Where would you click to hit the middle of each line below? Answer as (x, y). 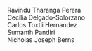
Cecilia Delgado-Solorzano (46, 17)
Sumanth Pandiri (31, 32)
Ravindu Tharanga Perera (44, 10)
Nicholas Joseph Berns (41, 40)
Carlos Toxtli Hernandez (42, 25)
